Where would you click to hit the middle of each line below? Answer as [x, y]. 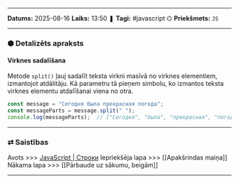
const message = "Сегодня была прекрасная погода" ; [85, 104]
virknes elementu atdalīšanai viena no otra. [70, 91]
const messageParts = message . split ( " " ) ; [71, 111]
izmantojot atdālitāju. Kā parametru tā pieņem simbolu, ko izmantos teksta [116, 84]
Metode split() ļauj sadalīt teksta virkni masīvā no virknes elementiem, [113, 76]
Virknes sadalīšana [37, 60]
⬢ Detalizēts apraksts [46, 43]
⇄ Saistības [28, 142]
